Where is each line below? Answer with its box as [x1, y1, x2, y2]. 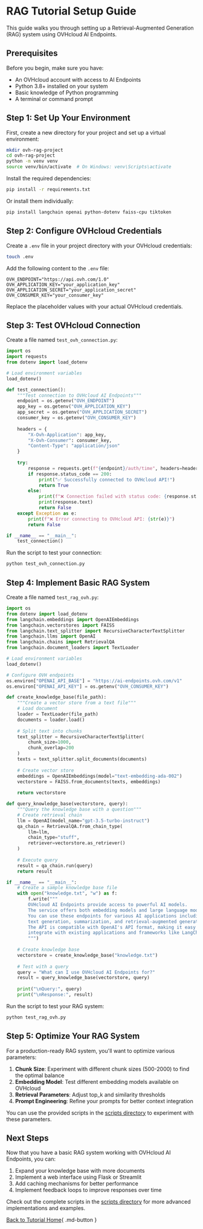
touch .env [6, 253, 34, 259]
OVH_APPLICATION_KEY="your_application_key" [6, 281, 120, 288]
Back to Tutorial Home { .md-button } [6, 1216, 97, 1224]
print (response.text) [38, 499, 94, 506]
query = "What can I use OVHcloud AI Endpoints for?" [17, 969, 155, 975]
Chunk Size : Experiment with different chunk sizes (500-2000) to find [14, 1065, 190, 1072]
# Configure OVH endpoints [6, 672, 74, 678]
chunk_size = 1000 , [28, 739, 71, 745]
